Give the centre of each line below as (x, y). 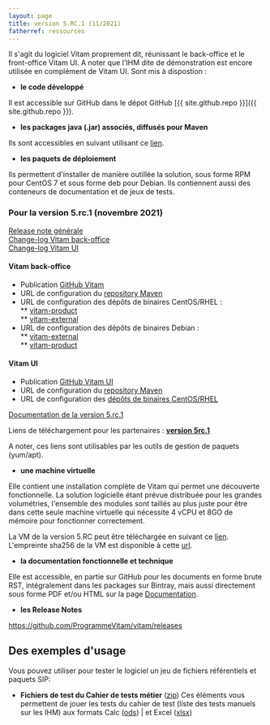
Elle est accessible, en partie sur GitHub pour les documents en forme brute (135, 577)
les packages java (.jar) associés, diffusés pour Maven (114, 128)
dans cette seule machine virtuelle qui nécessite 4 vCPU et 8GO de (121, 512)
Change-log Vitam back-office (59, 239)
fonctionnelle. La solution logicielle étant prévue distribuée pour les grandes (135, 495)
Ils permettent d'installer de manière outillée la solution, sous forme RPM (130, 175)
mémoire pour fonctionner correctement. (77, 521)
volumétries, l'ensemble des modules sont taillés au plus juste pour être (128, 504)
